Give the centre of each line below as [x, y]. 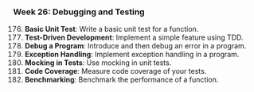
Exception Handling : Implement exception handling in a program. [132, 55]
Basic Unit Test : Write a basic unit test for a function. [111, 29]
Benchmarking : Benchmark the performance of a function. [121, 80]
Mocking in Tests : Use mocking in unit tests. [98, 63]
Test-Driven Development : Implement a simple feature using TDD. [134, 37]
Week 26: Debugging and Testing [79, 12]
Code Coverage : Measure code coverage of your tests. [115, 71]
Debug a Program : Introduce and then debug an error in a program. [135, 46]
